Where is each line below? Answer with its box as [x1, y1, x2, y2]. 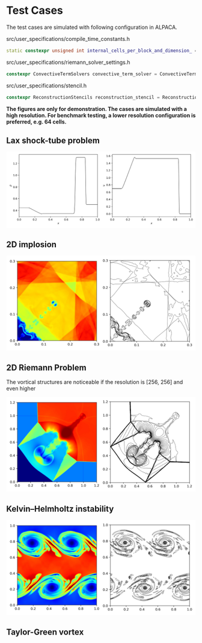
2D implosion [6, 239, 57, 250]
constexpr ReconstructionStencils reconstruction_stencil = [6, 94, 161, 100]
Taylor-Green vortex [6, 627, 84, 637]
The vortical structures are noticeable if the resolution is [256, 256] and [6, 378, 183, 386]
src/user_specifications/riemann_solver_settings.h [6, 58, 130, 66]
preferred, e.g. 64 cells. [6, 118, 67, 125]
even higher [6, 385, 36, 392]
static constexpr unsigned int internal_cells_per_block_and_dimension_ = [6, 48, 198, 54]
